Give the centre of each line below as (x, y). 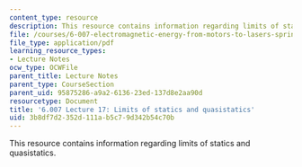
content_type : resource (54, 18)
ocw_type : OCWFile (44, 68)
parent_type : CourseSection (62, 84)
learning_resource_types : (58, 51)
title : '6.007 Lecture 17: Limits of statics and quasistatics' (132, 110)
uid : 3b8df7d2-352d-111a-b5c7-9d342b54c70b (92, 118)
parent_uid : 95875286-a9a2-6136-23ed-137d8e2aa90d (106, 92)
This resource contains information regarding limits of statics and (130, 144)
